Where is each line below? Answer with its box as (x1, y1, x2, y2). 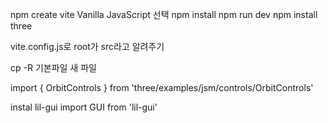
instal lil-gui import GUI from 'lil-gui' (10, 101, 158, 113)
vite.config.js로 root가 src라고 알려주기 (10, 41, 165, 52)
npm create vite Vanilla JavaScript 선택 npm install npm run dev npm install (10, 9, 318, 20)
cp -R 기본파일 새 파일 (10, 62, 97, 73)
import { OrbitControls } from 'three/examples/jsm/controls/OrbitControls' (10, 82, 314, 93)
